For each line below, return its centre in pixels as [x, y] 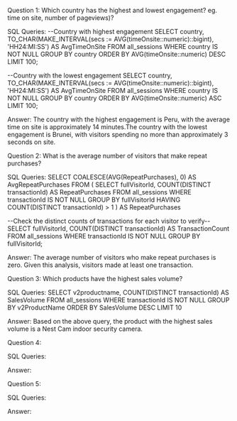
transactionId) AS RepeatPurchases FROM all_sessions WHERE [99, 192]
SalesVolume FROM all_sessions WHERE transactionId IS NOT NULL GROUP [118, 300]
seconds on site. [32, 142]
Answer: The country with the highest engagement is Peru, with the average [119, 119]
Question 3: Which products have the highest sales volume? [95, 279]
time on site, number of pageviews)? [61, 18]
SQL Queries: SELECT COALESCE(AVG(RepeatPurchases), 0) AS [102, 177]
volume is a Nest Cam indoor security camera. [75, 329]
